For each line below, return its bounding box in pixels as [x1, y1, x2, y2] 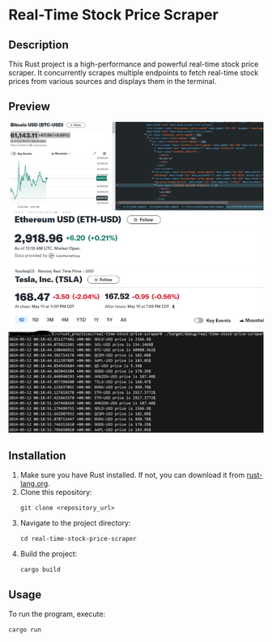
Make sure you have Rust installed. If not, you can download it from [19, 471, 245, 480]
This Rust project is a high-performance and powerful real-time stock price [8, 59, 259, 69]
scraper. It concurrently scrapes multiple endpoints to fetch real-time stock [8, 68, 259, 78]
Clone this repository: [19, 488, 92, 497]
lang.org [19, 479, 49, 488]
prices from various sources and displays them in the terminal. [8, 77, 217, 86]
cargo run [8, 625, 42, 634]
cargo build [19, 566, 61, 574]
